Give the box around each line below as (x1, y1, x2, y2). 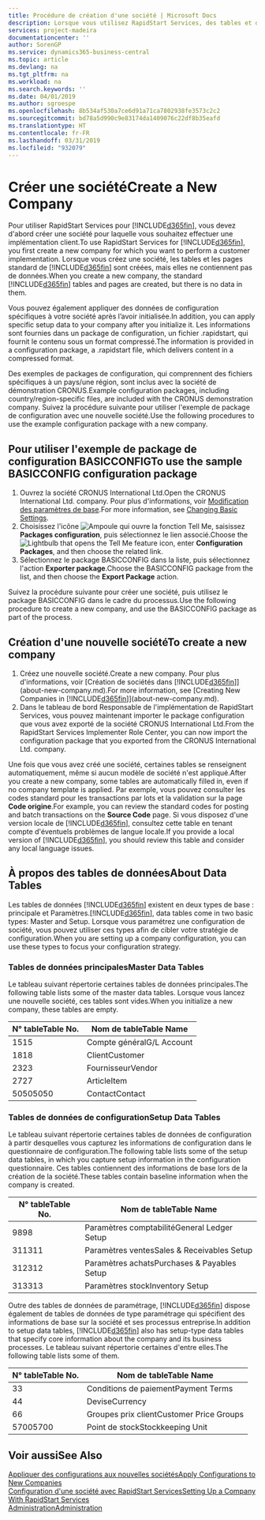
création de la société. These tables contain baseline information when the (8, 1171, 248, 1182)
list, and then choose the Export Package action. (19, 572, 179, 582)
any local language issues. (8, 843, 95, 853)
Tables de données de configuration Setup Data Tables (8, 1111, 221, 1122)
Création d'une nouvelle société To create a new (8, 636, 247, 649)
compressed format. (8, 353, 75, 364)
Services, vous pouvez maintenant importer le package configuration (19, 711, 244, 720)
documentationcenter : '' (8, 33, 90, 42)
